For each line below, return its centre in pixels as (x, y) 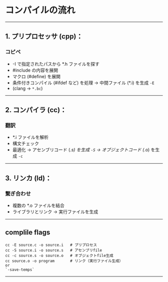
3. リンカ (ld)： (28, 178)
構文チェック (25, 144)
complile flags (28, 233)
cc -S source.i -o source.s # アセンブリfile (54, 250)
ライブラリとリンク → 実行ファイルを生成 (55, 212)
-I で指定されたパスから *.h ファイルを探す (56, 64)
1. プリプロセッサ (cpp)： (44, 36)
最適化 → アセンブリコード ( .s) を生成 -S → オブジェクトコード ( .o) (81, 150)
